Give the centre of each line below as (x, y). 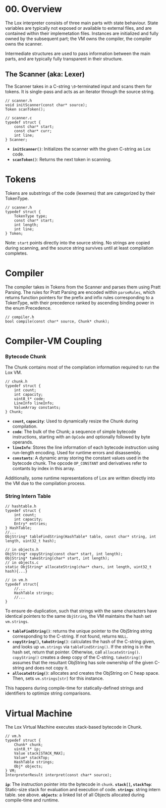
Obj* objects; (28, 766)
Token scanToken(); (25, 109)
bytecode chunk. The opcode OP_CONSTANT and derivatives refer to (80, 463)
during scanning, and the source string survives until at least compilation (79, 248)
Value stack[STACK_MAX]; (40, 754)
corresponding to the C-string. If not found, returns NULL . (70, 636)
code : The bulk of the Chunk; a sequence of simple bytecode (74, 431)
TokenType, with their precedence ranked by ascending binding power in (80, 303)
